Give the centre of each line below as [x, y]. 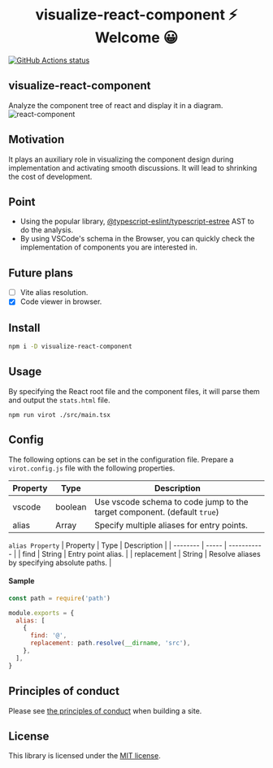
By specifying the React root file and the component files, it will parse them [134, 391]
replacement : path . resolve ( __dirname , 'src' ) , [110, 643]
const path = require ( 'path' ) [60, 598]
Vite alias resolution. [54, 293]
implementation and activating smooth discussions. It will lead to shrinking [133, 167]
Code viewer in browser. [61, 302]
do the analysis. [47, 230]
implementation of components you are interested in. [108, 247]
